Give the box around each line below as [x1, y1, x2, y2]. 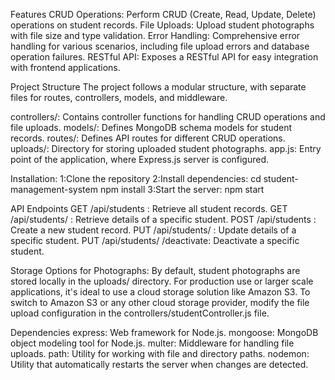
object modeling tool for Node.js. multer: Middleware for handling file [10, 337, 295, 349]
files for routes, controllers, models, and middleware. [10, 92, 228, 103]
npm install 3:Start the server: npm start [99, 184, 265, 195]
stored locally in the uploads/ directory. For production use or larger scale [10, 275, 314, 287]
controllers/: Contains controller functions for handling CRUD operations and [10, 111, 326, 123]
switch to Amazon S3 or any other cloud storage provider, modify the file [10, 297, 310, 308]
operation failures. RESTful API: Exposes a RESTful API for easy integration [10, 51, 319, 63]
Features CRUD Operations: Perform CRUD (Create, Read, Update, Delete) [10, 9, 317, 20]
